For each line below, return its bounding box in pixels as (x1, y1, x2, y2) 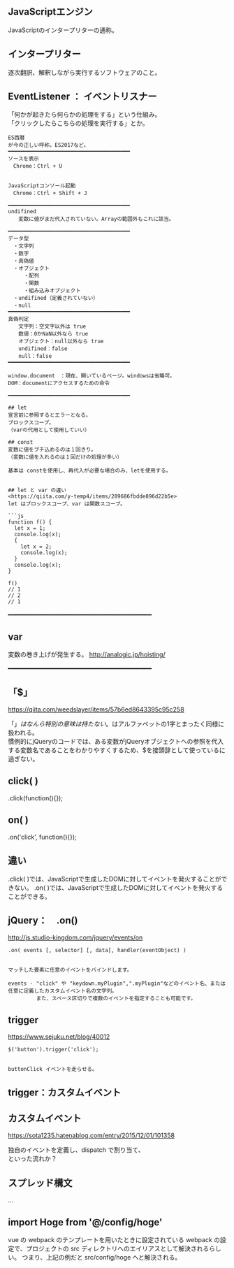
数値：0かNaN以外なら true (17, 331, 89, 338)
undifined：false (17, 345, 68, 352)
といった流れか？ (8, 1155, 57, 1163)
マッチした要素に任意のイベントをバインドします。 (8, 967, 133, 974)
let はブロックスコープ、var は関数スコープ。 (8, 500, 126, 507)
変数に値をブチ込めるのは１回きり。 (8, 446, 96, 454)
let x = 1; (14, 525, 46, 532)
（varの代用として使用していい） (8, 426, 90, 434)
